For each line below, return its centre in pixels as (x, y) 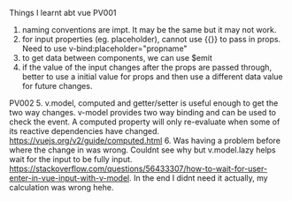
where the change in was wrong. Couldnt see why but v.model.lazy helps (142, 150)
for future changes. (57, 86)
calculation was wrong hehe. (61, 187)
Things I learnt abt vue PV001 (63, 13)
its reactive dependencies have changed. (85, 131)
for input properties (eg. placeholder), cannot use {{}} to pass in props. (151, 39)
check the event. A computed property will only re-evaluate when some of (145, 122)
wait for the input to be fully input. (71, 159)
